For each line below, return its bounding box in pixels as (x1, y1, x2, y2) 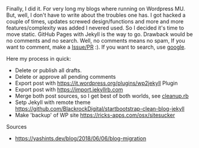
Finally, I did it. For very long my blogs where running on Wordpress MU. (6, 5, 185, 12)
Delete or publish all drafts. (14, 67, 82, 74)
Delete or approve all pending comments (14, 73, 116, 80)
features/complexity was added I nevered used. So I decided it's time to (6, 24, 185, 31)
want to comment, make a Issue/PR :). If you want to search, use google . (6, 43, 186, 51)
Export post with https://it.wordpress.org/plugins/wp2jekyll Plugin (14, 79, 178, 87)
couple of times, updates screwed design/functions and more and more (6, 18, 184, 25)
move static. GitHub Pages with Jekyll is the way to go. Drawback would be (6, 31, 194, 38)
